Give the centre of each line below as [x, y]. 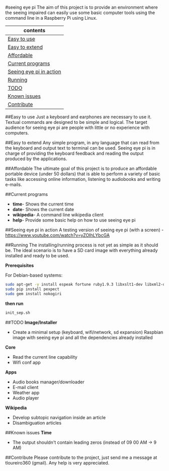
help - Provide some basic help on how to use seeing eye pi [74, 220]
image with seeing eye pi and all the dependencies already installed [82, 338]
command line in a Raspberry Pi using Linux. [51, 18]
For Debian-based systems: [34, 275]
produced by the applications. [36, 159]
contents [34, 30]
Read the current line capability [45, 357]
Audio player [26, 398]
